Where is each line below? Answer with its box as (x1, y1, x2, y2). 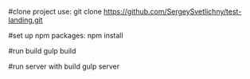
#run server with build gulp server (8, 61, 120, 71)
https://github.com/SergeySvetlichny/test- (103, 7, 242, 16)
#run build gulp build (8, 46, 76, 55)
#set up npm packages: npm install (8, 31, 123, 40)
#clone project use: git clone (8, 7, 102, 16)
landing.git (8, 15, 43, 25)
